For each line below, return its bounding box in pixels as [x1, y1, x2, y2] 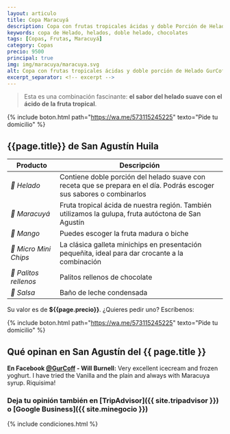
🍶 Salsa [10, 288, 36, 298]
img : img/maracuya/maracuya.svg [7, 61, 99, 68]
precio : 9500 [7, 49, 44, 56]
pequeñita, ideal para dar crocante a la [59, 248, 183, 258]
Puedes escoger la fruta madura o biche [59, 229, 189, 239]
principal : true [7, 55, 53, 62]
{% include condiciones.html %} [7, 420, 99, 429]
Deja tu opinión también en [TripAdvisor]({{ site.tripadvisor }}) [7, 396, 219, 405]
